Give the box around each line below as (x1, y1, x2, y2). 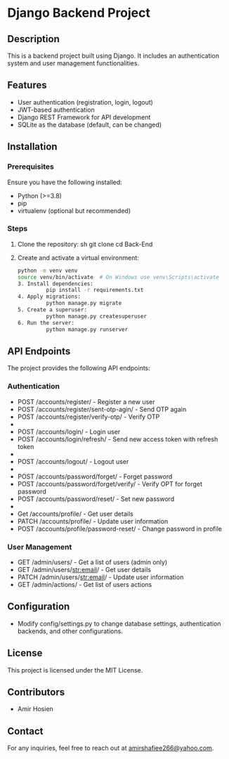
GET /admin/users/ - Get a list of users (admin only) (17, 557, 167, 566)
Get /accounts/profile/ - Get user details (17, 510, 133, 518)
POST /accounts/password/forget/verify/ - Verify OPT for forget (17, 479, 202, 488)
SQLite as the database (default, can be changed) (17, 120, 162, 129)
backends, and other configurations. (17, 627, 123, 635)
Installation (7, 141, 58, 153)
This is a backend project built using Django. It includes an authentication (7, 51, 220, 60)
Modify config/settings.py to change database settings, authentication (17, 619, 221, 628)
